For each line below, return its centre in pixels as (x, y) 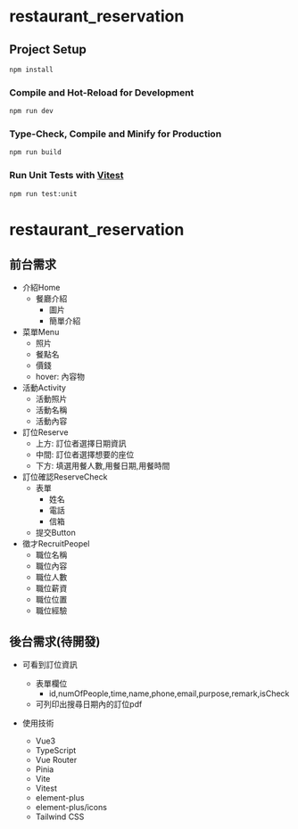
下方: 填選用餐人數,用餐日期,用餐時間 (103, 466)
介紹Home (41, 288)
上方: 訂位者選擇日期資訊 (81, 444)
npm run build (36, 152)
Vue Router (56, 760)
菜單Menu (41, 332)
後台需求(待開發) (55, 641)
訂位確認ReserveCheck (65, 477)
